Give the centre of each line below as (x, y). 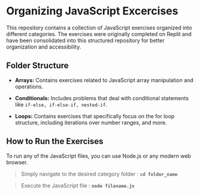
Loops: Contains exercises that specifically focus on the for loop (95, 116)
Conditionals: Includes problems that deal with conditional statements (102, 98)
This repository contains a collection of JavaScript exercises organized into (99, 28)
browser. (17, 162)
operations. (29, 86)
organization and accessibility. (44, 47)
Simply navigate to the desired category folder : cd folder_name (99, 174)
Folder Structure (37, 66)
